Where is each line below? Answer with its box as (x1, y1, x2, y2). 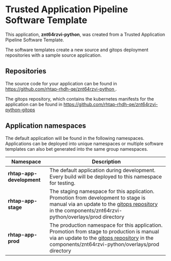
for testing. (49, 179, 75, 186)
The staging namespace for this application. (49, 187, 155, 195)
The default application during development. (49, 167, 156, 174)
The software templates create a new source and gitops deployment (5, 46, 149, 53)
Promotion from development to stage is (49, 194, 146, 201)
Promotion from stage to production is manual (49, 228, 159, 235)
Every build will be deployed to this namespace (49, 173, 162, 180)
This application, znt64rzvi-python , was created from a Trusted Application (5, 31, 165, 37)
